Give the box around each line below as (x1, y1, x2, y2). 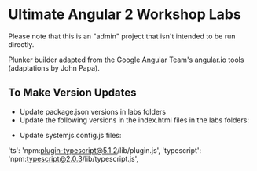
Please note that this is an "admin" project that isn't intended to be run (8, 31, 236, 41)
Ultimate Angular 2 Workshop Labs (8, 5, 241, 24)
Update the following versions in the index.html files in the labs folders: (19, 115, 250, 125)
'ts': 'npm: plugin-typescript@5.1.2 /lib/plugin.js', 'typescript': (8, 145, 202, 155)
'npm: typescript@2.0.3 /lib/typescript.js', (8, 154, 139, 163)
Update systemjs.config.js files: (19, 130, 122, 140)
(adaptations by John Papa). (8, 63, 100, 72)
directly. (8, 39, 35, 49)
